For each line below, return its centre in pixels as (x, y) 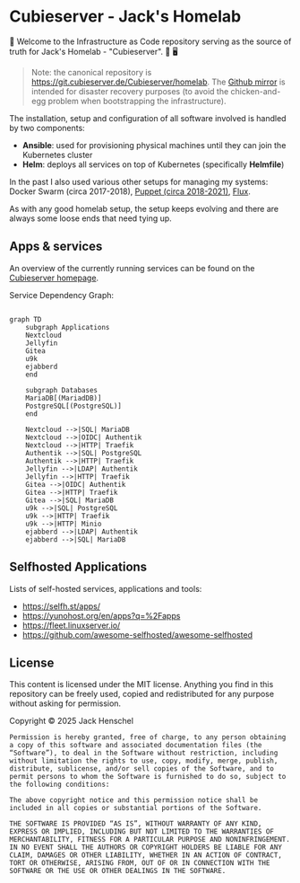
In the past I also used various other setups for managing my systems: (139, 181)
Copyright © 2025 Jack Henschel (72, 721)
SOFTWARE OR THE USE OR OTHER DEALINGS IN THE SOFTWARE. (118, 871)
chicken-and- (256, 91)
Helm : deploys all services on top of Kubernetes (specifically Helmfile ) (153, 164)
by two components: (47, 128)
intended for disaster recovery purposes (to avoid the (130, 91)
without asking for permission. (65, 703)
